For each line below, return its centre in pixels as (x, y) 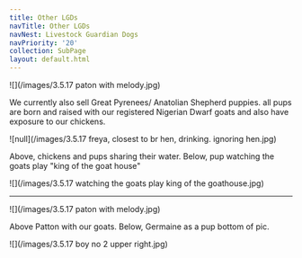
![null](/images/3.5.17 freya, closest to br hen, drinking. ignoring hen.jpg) (143, 139)
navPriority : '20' (44, 43)
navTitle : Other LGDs (50, 26)
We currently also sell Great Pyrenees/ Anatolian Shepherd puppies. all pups (151, 102)
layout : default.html (50, 59)
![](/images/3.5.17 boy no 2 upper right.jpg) (89, 244)
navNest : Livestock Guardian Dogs (74, 34)
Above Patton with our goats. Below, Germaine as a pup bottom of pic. (139, 227)
